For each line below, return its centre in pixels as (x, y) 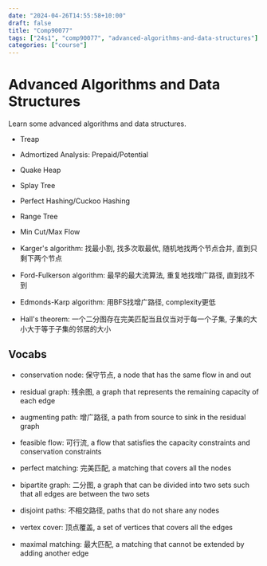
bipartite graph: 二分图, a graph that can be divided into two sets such (134, 485)
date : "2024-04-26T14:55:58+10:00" (67, 16)
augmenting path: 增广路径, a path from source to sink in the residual (133, 417)
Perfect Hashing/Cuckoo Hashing (75, 201)
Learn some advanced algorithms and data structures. (98, 124)
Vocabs (28, 354)
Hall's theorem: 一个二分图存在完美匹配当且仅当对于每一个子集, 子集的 (135, 319)
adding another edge (54, 553)
